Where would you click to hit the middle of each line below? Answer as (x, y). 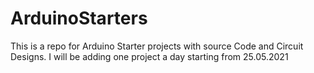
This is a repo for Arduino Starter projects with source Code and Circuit (157, 46)
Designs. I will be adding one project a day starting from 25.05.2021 (149, 56)
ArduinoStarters (79, 18)
